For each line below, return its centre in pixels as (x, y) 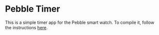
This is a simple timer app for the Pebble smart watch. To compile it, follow (80, 22)
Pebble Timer (33, 9)
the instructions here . (26, 27)
